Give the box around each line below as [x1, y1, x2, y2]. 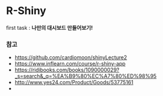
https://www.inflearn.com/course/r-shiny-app [14, 60, 126, 67]
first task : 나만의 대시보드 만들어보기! [6, 24, 93, 31]
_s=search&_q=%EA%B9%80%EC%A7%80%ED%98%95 [14, 73, 157, 80]
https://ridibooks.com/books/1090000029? [14, 66, 119, 74]
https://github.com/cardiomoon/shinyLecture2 [14, 54, 128, 61]
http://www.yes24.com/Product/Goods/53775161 [14, 79, 134, 86]
